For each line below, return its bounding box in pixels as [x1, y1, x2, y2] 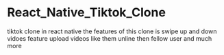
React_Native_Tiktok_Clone [7, 5, 166, 20]
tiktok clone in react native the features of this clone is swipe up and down [7, 27, 217, 35]
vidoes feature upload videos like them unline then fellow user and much [7, 34, 212, 42]
